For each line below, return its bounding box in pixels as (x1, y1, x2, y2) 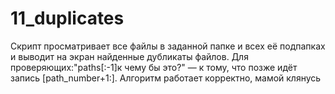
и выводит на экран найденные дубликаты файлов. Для (10, 50, 249, 62)
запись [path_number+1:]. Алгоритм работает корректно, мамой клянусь (10, 72, 322, 84)
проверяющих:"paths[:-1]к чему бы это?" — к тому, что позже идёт (10, 61, 298, 73)
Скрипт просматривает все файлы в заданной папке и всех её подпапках (10, 40, 326, 52)
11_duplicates (10, 7, 125, 30)
